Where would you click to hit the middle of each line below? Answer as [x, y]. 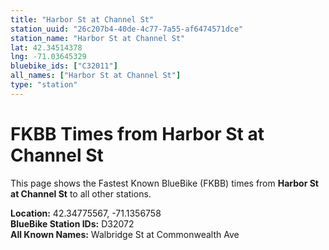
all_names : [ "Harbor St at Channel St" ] [96, 76]
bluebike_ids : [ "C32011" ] [64, 66]
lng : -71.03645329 [48, 57]
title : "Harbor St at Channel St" [82, 19]
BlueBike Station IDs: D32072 [72, 223]
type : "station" [44, 85]
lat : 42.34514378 [46, 47]
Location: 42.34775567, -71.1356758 [86, 213]
